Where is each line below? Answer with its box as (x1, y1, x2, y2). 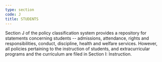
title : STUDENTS (5, 16, 39, 21)
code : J (5, 12, 21, 17)
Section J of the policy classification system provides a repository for (5, 30, 147, 36)
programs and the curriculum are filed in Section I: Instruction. (5, 51, 132, 57)
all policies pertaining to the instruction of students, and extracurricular (5, 46, 150, 52)
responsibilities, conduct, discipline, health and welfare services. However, (5, 41, 158, 47)
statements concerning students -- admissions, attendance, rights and (5, 35, 150, 41)
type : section (5, 7, 35, 12)
